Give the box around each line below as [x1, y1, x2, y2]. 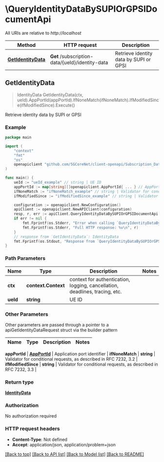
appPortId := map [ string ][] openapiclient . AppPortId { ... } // [14, 185, 143, 189]
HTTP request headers [5, 425, 60, 432]
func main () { [5, 175, 34, 181]
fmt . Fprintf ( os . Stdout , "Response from [14, 239, 95, 244]
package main [5, 135, 32, 140]
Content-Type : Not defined [12, 437, 67, 442]
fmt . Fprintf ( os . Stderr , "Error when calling [22, 221, 115, 226]
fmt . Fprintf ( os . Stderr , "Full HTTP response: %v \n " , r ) [22, 225, 139, 230]
